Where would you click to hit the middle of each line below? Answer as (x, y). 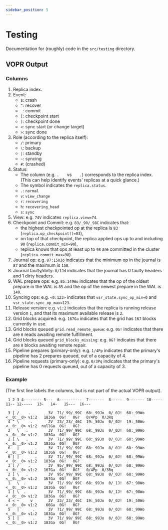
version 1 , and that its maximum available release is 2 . (68, 313)
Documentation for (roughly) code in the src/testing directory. (70, 49)
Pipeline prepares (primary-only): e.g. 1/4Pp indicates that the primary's (86, 350)
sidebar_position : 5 (27, 10)
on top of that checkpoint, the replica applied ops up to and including (91, 239)
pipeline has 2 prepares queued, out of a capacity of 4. (69, 356)
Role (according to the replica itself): (50, 137)
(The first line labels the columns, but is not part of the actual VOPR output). (84, 390)
